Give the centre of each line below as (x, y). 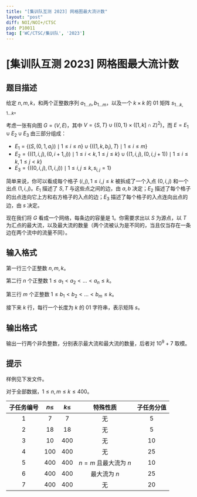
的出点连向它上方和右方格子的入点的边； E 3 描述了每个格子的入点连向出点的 (97, 197)
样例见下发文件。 (27, 379)
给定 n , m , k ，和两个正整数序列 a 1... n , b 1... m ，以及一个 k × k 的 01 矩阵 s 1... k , (95, 103)
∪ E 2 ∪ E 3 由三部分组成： (36, 134)
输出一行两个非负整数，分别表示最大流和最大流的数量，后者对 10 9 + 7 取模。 (98, 343)
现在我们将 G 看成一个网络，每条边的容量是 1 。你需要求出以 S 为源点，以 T (96, 217)
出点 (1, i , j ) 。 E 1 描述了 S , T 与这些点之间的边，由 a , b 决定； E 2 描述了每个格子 (98, 189)
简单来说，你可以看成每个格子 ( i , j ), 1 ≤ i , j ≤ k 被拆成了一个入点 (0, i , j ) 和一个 (97, 181)
